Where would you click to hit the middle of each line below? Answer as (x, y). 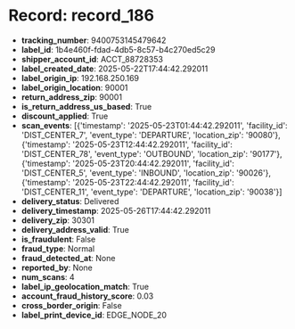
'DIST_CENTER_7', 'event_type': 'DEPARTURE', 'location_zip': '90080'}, (151, 135)
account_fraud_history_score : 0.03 (87, 296)
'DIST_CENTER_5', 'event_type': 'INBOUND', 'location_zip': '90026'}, (146, 173)
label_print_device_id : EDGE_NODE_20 (94, 315)
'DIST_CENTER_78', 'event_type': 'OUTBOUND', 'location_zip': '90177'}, (152, 153)
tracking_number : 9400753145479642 (94, 40)
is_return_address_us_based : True (86, 106)
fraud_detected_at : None (68, 258)
